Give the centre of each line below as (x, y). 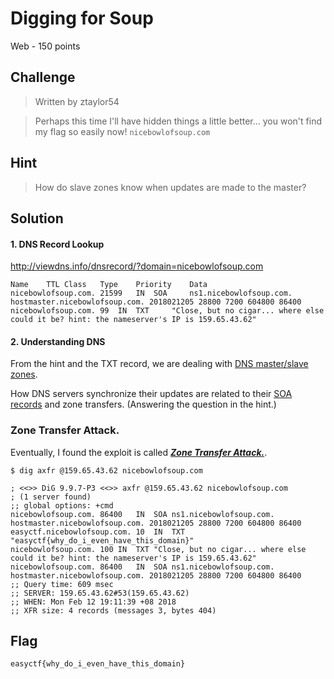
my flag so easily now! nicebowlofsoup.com (122, 131)
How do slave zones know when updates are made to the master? (170, 187)
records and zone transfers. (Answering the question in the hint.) (143, 404)
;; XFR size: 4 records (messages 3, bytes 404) (113, 610)
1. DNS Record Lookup (57, 244)
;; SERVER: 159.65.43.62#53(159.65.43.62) (100, 593)
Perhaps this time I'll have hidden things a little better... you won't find (178, 121)
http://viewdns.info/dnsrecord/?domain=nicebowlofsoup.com (137, 266)
